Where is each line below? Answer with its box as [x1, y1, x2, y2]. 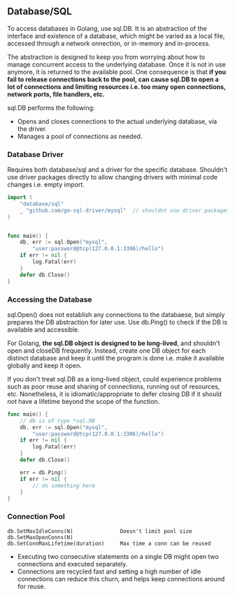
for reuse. [17, 582, 46, 590]
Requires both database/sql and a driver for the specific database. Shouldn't [7, 165, 228, 174]
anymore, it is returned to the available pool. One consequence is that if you [7, 67, 227, 76]
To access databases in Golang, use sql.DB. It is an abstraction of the [7, 24, 208, 32]
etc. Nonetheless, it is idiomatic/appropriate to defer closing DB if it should [7, 389, 222, 398]
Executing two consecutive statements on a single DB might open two [17, 552, 219, 560]
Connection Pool [7, 512, 65, 522]
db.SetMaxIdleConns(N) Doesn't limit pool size [7, 527, 192, 535]
